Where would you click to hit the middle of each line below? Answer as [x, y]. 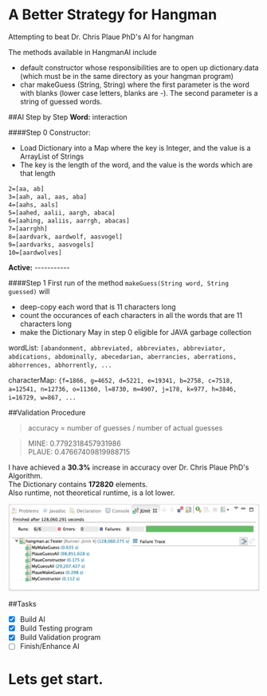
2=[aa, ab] [26, 189]
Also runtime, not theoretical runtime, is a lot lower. [92, 493]
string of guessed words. [61, 101]
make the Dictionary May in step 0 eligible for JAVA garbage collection [135, 332]
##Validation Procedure [47, 412]
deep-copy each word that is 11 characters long [98, 307]
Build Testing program [56, 628]
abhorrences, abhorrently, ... [60, 365]
